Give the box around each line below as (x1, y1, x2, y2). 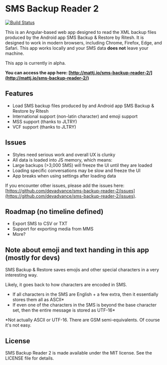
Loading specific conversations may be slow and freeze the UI (12, 168, 141, 174)
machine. (5, 50, 24, 56)
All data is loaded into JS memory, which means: (12, 157, 113, 163)
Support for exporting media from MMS (12, 226, 94, 232)
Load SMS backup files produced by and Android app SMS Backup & (12, 103, 155, 109)
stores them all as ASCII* (12, 297, 64, 303)
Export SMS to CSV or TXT (12, 220, 68, 227)
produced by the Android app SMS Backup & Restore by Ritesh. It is (5, 34, 144, 40)
